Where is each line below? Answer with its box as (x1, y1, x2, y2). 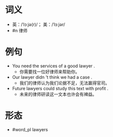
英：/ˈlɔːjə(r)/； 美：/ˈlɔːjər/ (12, 21, 65, 27)
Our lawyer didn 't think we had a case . (12, 74, 92, 80)
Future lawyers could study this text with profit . (12, 85, 109, 91)
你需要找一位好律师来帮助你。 (19, 69, 80, 75)
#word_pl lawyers (12, 126, 48, 132)
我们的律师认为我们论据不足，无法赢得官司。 (19, 80, 110, 86)
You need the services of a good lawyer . (12, 63, 95, 69)
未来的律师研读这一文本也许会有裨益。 (19, 91, 97, 97)
